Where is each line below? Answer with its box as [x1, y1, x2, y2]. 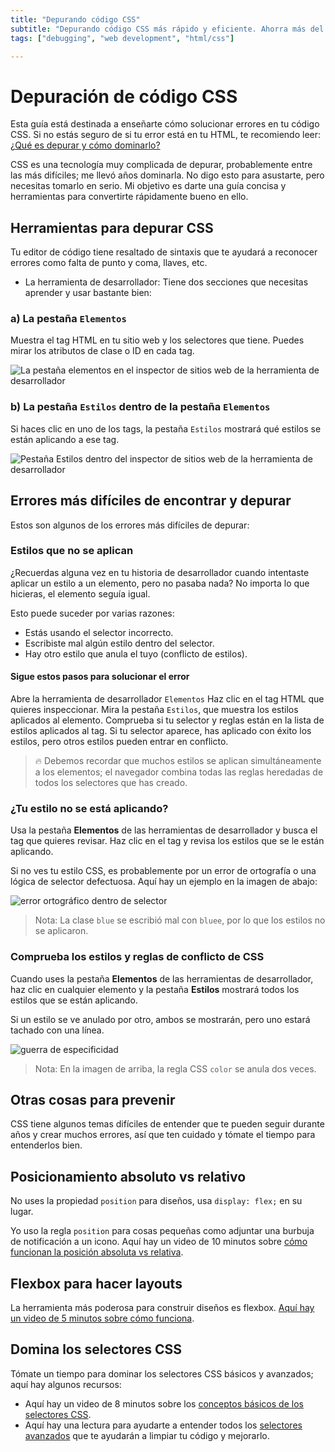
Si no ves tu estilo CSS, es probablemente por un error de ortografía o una [10, 865, 317, 877]
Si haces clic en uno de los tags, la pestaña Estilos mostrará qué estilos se [10, 422, 322, 435]
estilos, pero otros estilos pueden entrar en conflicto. [10, 736, 229, 748]
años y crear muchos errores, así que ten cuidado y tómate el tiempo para [10, 1129, 316, 1141]
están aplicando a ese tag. [10, 433, 120, 445]
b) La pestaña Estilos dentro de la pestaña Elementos [10, 400, 271, 414]
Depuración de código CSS [10, 85, 238, 108]
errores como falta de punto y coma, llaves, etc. [10, 257, 208, 269]
